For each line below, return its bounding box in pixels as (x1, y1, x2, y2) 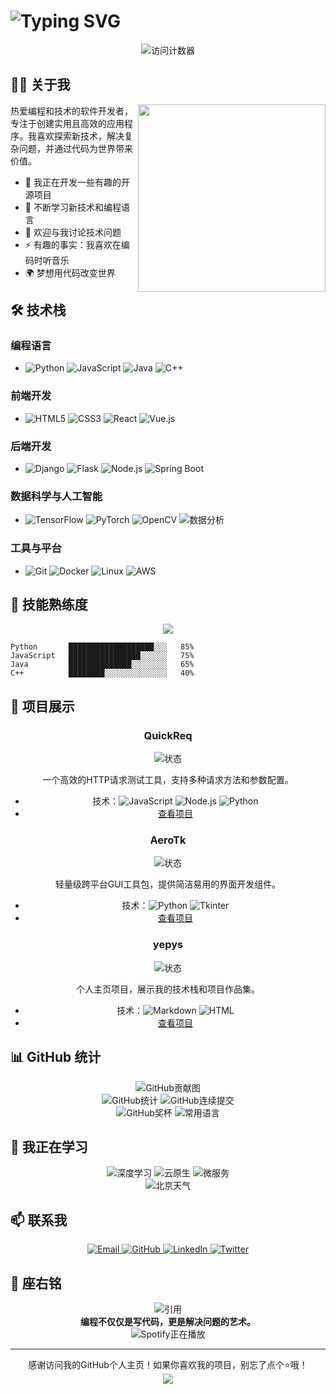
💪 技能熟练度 (10, 596, 88, 614)
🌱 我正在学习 (10, 1138, 88, 1155)
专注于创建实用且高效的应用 (10, 117, 125, 129)
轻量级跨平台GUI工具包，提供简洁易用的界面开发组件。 (54, 878, 282, 890)
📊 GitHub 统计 (10, 1049, 102, 1066)
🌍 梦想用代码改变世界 (24, 266, 116, 279)
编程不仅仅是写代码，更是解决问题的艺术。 (80, 1315, 256, 1327)
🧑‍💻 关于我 (10, 76, 71, 94)
